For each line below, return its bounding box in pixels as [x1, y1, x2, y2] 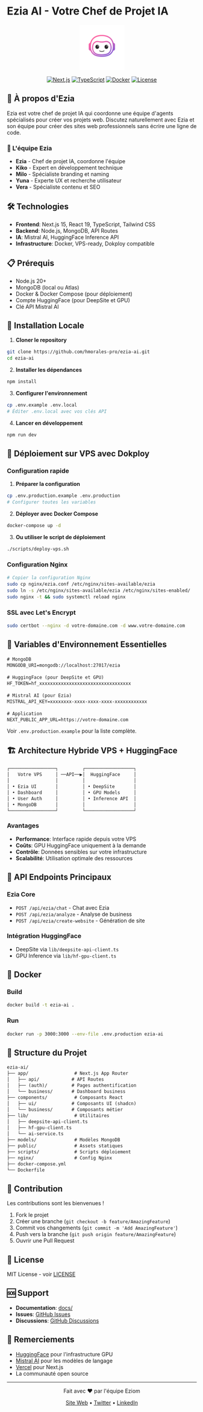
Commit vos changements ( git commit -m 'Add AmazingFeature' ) [15, 1224, 178, 1231]
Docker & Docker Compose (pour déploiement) [15, 290, 133, 297]
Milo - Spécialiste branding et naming [15, 170, 110, 178]
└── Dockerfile [7, 1167, 45, 1173]
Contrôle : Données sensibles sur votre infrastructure [15, 848, 147, 855]
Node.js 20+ [15, 277, 47, 285]
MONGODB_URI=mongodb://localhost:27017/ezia [7, 662, 120, 669]
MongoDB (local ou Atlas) [15, 283, 80, 291]
